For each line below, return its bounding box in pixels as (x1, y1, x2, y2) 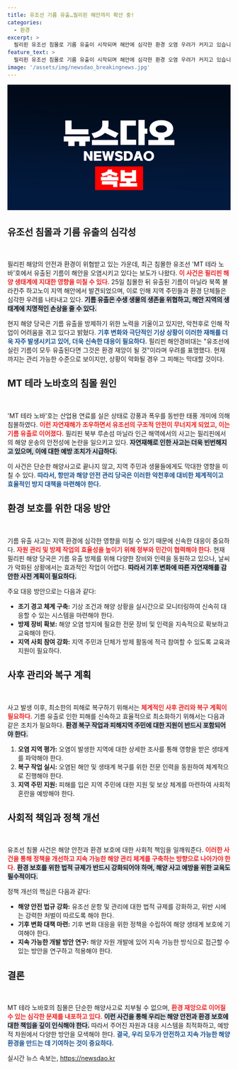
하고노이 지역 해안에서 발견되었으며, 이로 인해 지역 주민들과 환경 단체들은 (25, 287, 227, 295)
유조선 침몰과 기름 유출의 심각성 (7, 226, 137, 238)
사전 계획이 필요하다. (20, 572, 77, 580)
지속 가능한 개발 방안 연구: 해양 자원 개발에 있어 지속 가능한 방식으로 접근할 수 (17, 938, 230, 946)
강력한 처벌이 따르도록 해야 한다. (25, 912, 115, 920)
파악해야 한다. (25, 753, 64, 762)
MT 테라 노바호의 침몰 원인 (7, 377, 117, 389)
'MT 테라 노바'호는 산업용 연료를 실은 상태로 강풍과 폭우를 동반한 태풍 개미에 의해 (7, 411, 230, 420)
